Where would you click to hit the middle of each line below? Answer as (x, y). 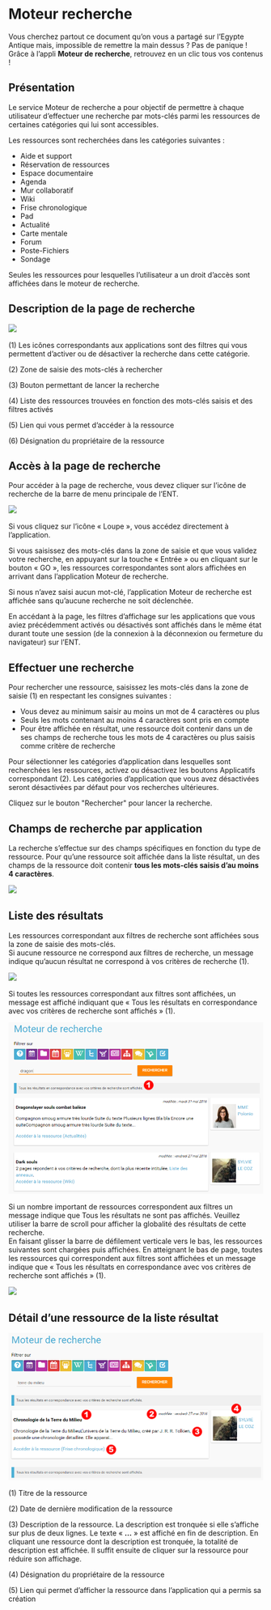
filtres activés (31, 409)
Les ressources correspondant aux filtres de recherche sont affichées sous (134, 935)
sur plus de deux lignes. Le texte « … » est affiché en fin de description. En (133, 1533)
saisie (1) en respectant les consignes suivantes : (90, 696)
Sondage (35, 259)
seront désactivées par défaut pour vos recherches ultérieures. (114, 788)
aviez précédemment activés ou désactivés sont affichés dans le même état (135, 625)
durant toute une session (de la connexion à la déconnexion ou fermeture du (136, 634)
